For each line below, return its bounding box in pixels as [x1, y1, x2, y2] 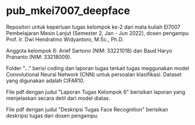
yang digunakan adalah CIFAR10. [6, 77, 85, 84]
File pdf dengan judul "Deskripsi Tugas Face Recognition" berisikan [6, 106, 168, 113]
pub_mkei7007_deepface [6, 4, 130, 18]
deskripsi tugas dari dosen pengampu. [6, 112, 99, 119]
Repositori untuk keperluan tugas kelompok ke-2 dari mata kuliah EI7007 [6, 23, 181, 30]
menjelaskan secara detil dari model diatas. [6, 95, 110, 102]
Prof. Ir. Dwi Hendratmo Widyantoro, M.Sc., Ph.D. [6, 36, 124, 43]
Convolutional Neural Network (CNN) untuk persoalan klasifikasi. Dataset [6, 71, 182, 78]
